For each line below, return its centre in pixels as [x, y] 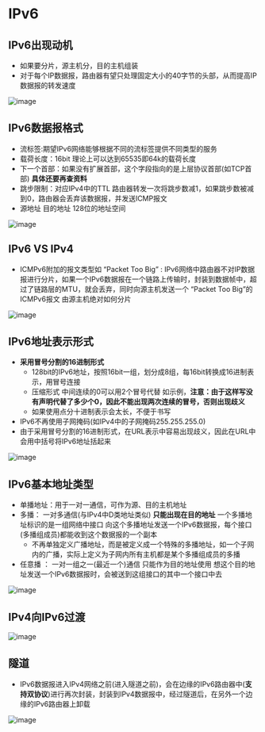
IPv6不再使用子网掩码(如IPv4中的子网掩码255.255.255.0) [113, 422]
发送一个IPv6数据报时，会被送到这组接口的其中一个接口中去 [125, 574]
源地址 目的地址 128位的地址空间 [73, 208]
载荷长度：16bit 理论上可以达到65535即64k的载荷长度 [108, 159]
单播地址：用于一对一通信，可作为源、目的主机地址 [103, 505]
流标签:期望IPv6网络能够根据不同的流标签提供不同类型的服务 [119, 148]
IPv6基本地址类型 [51, 484]
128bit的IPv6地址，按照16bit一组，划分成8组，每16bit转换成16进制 [139, 372]
